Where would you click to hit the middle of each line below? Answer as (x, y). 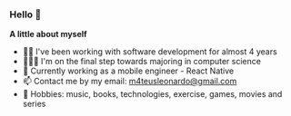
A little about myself (49, 34)
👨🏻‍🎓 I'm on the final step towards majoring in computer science (142, 62)
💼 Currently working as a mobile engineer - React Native (128, 71)
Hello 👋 (25, 14)
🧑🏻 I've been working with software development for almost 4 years (150, 52)
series (34, 104)
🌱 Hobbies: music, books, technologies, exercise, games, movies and (152, 94)
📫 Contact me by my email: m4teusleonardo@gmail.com (130, 82)
